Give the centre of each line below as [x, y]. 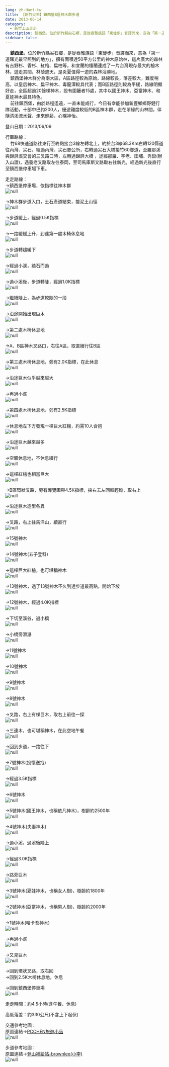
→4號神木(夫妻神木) [26, 826]
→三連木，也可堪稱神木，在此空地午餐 [45, 730]
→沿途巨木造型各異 [25, 506]
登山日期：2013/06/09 [28, 126]
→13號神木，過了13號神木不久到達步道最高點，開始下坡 [63, 586]
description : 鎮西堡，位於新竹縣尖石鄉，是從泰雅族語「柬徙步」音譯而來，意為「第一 [83, 33]
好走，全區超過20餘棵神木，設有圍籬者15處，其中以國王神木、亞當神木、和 [83, 91]
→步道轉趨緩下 [21, 249]
